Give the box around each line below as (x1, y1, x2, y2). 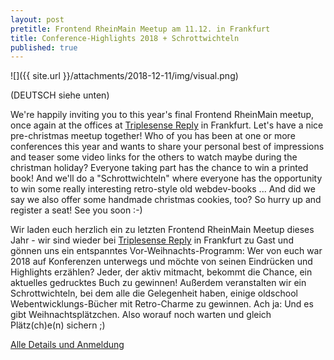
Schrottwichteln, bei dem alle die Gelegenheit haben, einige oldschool (10, 287, 298, 300)
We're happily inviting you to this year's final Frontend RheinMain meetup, (10, 109, 315, 121)
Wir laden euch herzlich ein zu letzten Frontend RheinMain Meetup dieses (10, 224, 315, 236)
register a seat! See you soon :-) (10, 204, 143, 216)
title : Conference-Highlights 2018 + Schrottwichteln (10, 33, 240, 43)
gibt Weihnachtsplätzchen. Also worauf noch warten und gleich (10, 309, 272, 321)
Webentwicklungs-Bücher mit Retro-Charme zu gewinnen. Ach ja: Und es (10, 298, 314, 310)
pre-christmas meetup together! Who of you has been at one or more (10, 130, 296, 142)
